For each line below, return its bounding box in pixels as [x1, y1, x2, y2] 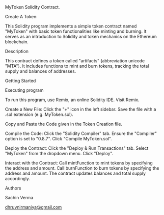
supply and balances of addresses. [5, 68, 76, 74]
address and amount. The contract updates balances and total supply [5, 170, 146, 176]
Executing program [5, 87, 44, 93]
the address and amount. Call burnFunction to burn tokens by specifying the [5, 165, 160, 171]
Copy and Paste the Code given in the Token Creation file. [5, 121, 123, 127]
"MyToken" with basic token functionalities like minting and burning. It [5, 28, 147, 34]
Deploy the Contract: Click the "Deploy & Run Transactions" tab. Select [5, 145, 149, 151]
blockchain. [5, 39, 28, 45]
